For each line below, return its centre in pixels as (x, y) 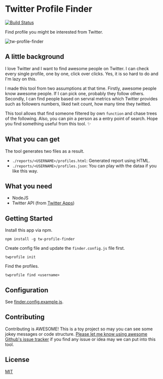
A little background (35, 57)
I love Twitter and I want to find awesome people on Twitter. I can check (77, 68)
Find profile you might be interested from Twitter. (54, 32)
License (17, 360)
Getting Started (29, 218)
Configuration (27, 290)
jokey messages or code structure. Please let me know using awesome (76, 334)
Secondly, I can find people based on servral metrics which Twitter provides (81, 99)
